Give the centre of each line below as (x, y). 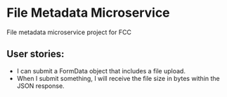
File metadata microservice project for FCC (69, 32)
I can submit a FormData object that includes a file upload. (101, 70)
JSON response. (40, 86)
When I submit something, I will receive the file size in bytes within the (118, 78)
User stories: (35, 54)
